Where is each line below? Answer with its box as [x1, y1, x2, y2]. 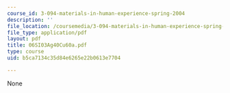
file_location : [7, 23, 51, 29]
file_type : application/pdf [7, 29, 88, 36]
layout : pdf [7, 36, 41, 42]
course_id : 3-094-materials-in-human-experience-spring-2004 [7, 10, 186, 17]
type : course [7, 49, 44, 55]
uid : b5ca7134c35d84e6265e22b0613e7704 [7, 55, 121, 62]
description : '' [7, 16, 53, 23]
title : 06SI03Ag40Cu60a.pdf [7, 42, 88, 49]
